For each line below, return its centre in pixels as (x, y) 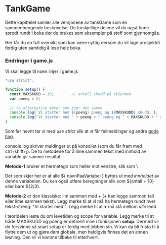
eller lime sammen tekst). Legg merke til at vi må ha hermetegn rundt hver (80, 201)
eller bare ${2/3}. (23, 186)
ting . (10, 136)
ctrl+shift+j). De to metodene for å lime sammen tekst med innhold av (76, 151)
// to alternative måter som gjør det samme (56, 108)
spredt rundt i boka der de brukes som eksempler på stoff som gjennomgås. (83, 33)
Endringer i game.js (29, 61)
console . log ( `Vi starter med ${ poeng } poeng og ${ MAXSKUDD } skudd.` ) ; (84, 113)
